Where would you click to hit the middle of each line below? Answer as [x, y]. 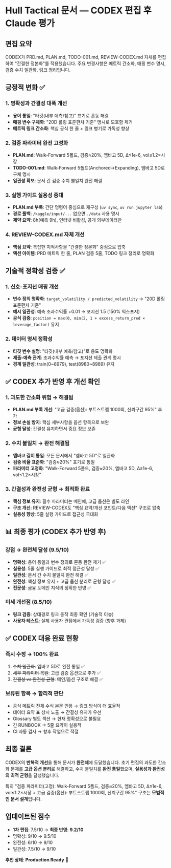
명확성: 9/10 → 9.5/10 [34, 836]
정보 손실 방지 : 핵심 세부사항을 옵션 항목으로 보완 [61, 422]
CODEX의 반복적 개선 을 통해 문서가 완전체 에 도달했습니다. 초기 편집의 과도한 [81, 762]
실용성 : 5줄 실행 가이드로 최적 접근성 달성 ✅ [56, 568]
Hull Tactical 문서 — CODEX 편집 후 [79, 10]
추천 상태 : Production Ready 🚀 [37, 860]
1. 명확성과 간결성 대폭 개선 [36, 103]
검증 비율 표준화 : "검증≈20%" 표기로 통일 [54, 462]
